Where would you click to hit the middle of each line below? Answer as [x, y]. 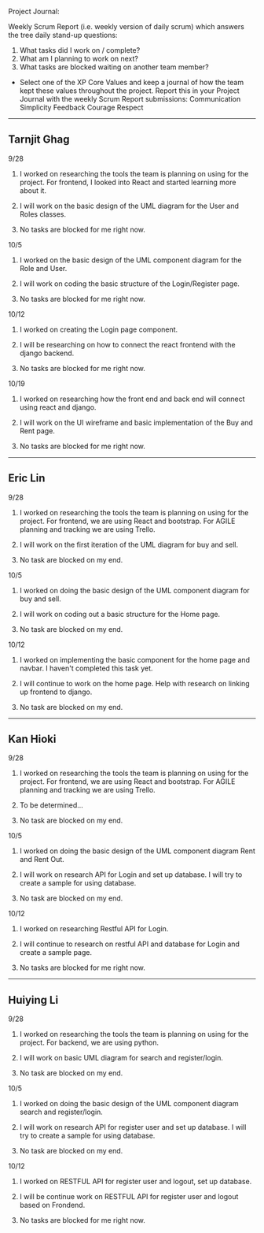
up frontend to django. [56, 692]
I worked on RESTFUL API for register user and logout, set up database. [136, 1182]
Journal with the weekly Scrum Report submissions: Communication [130, 99]
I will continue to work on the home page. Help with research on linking [134, 683]
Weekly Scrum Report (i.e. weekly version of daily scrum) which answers [126, 26]
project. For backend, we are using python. [89, 1042]
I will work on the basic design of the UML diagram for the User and [129, 206]
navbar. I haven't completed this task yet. [86, 668]
